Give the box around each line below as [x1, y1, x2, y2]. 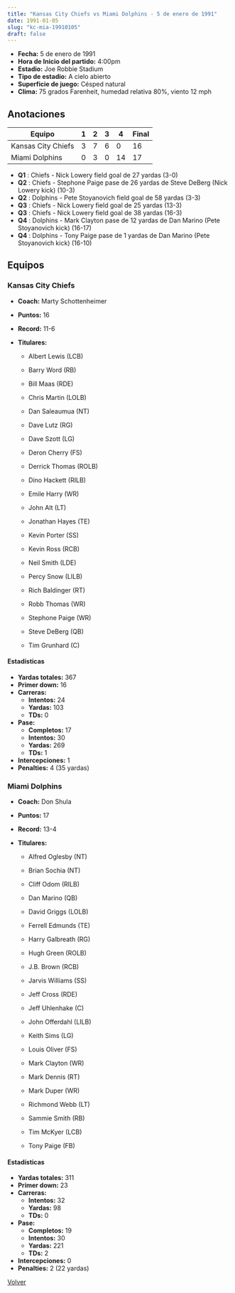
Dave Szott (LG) [28, 434, 75, 443]
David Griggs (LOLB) [28, 907, 89, 916]
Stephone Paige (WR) [28, 613, 92, 622]
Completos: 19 [28, 1226, 72, 1235]
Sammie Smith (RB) [28, 1114, 85, 1122]
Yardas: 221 [28, 1241, 64, 1250]
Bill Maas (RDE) [28, 379, 74, 388]
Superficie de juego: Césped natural [17, 80, 126, 89]
